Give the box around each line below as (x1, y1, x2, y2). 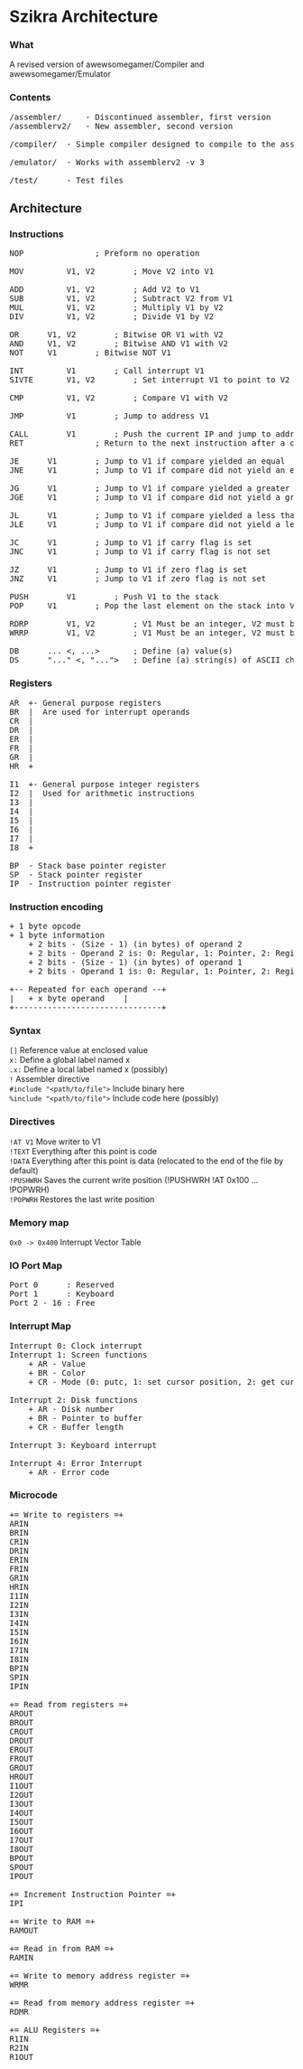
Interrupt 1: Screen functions (9, 1350, 148, 1359)
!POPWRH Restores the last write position (9, 1193, 155, 1204)
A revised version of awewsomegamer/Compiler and (9, 59, 205, 70)
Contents (9, 91, 51, 104)
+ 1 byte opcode (9, 921, 81, 932)
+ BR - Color (28, 1368, 86, 1378)
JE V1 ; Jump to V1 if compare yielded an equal (9, 456, 286, 466)
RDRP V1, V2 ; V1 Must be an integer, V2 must (9, 619, 286, 629)
